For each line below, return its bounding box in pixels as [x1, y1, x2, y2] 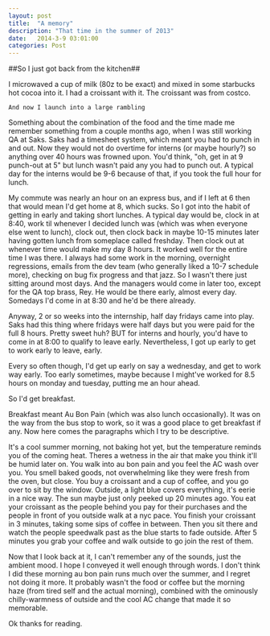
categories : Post [8, 42, 67, 50]
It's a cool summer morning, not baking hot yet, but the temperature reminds [8, 442, 262, 452]
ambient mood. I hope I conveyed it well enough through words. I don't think [8, 560, 261, 570]
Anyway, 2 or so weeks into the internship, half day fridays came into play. [8, 312, 255, 321]
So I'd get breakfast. [8, 394, 76, 403]
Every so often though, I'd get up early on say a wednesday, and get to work [8, 361, 261, 371]
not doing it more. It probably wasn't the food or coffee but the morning [8, 577, 245, 588]
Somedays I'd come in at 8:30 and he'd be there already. [8, 295, 196, 306]
